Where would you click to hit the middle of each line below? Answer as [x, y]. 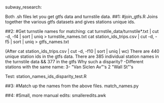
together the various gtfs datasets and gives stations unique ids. [70, 22]
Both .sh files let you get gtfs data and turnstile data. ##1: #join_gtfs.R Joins [82, 16]
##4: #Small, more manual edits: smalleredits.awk [56, 95]
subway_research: [23, 7]
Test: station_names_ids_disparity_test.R [46, 76]
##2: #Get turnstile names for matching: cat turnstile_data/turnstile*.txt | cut [82, 31]
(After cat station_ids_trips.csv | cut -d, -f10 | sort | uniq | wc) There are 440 [82, 51]
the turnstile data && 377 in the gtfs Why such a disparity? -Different [74, 62]
